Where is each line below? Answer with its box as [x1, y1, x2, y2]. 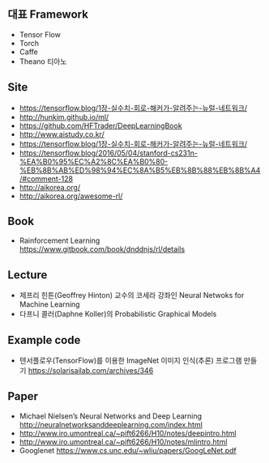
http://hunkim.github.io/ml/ [19, 112, 109, 121]
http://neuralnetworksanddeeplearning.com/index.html [19, 419, 203, 429]
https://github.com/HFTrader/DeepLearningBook [19, 121, 183, 130]
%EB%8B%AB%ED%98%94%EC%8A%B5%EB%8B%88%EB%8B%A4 [19, 165, 261, 175]
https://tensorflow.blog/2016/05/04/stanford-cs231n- [19, 148, 198, 158]
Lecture [7, 268, 48, 282]
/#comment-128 [19, 173, 74, 184]
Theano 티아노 [19, 56, 67, 66]
